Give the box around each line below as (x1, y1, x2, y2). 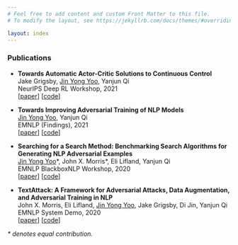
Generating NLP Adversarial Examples (17, 149, 133, 158)
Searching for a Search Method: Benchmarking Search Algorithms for (17, 142, 227, 150)
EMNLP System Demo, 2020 (17, 208, 101, 217)
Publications (7, 53, 52, 63)
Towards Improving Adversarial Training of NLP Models (17, 106, 184, 114)
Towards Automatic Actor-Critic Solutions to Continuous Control (17, 69, 212, 78)
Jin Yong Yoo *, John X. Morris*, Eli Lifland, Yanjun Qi (17, 156, 171, 165)
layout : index (7, 30, 50, 37)
